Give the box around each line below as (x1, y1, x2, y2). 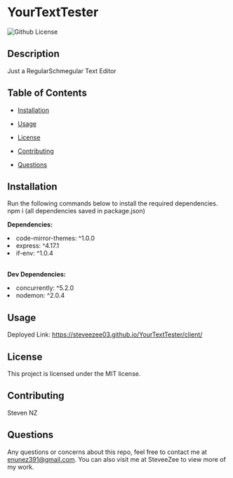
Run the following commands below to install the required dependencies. (7, 199, 218, 208)
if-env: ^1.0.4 (16, 249, 54, 258)
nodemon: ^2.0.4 (16, 291, 65, 300)
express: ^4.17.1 (16, 241, 60, 250)
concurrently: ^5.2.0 (16, 284, 74, 292)
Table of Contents (7, 87, 88, 99)
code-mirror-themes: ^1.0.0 (16, 234, 95, 243)
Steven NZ (7, 408, 38, 417)
